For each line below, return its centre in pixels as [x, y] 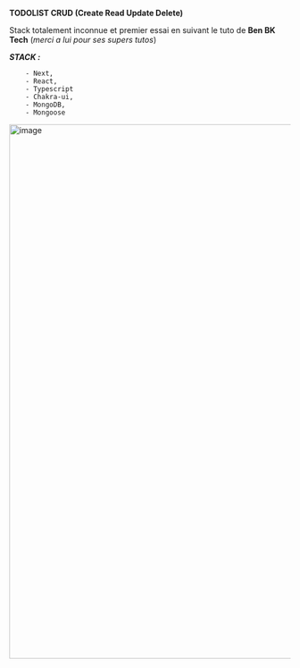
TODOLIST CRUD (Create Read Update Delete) [96, 13]
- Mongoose [46, 113]
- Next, [39, 73]
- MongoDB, [46, 105]
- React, [42, 81]
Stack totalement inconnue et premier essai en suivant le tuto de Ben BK [142, 30]
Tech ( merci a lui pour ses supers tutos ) [83, 40]
